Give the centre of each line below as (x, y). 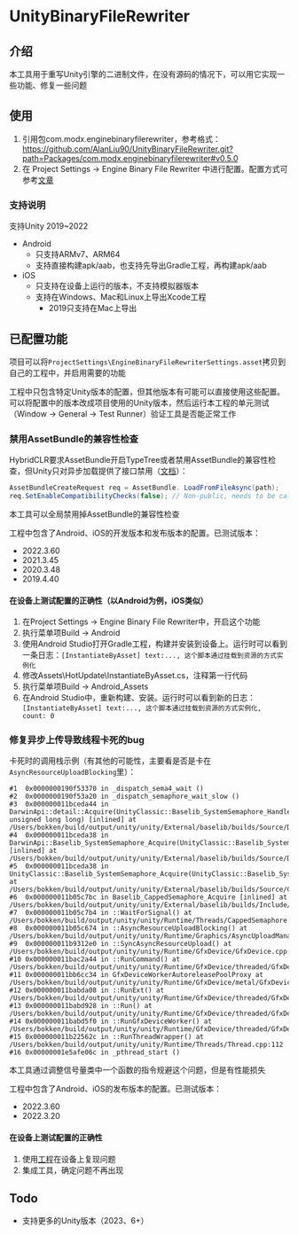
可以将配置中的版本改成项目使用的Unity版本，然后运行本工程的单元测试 (139, 403)
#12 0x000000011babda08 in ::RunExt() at (87, 990)
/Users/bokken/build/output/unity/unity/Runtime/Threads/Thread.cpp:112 (146, 1045)
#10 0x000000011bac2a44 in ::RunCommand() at (94, 959)
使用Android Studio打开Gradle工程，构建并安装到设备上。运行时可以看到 (155, 644)
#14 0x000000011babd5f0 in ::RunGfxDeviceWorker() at (111, 1021)
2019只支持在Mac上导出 (93, 309)
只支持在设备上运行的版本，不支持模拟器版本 (117, 286)
